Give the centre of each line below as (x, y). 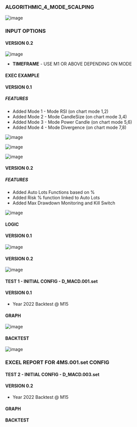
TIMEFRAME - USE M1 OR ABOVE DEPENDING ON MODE (72, 64)
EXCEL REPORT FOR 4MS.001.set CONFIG (57, 363)
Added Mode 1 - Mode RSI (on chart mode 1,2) (60, 111)
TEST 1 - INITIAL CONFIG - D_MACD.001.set (51, 281)
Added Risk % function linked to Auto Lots (56, 198)
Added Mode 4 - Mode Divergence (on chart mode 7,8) (70, 127)
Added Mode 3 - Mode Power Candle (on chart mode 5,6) (72, 122)
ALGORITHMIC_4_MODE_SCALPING (50, 7)
